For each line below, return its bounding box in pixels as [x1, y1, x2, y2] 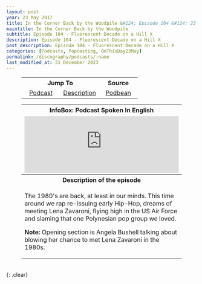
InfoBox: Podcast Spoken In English [49, 106, 154, 114]
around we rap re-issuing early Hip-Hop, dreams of [24, 199, 172, 207]
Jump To [47, 79, 74, 87]
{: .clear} [6, 271, 28, 278]
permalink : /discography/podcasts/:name [6, 54, 110, 60]
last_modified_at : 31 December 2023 [6, 59, 99, 65]
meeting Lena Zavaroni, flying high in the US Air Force [24, 207, 178, 215]
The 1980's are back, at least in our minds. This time [24, 192, 174, 200]
